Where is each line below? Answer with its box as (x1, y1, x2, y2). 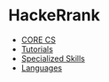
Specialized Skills (20, 53, 85, 63)
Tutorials (20, 43, 54, 54)
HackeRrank (8, 5, 101, 26)
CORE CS (20, 34, 57, 45)
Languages (20, 63, 63, 73)
